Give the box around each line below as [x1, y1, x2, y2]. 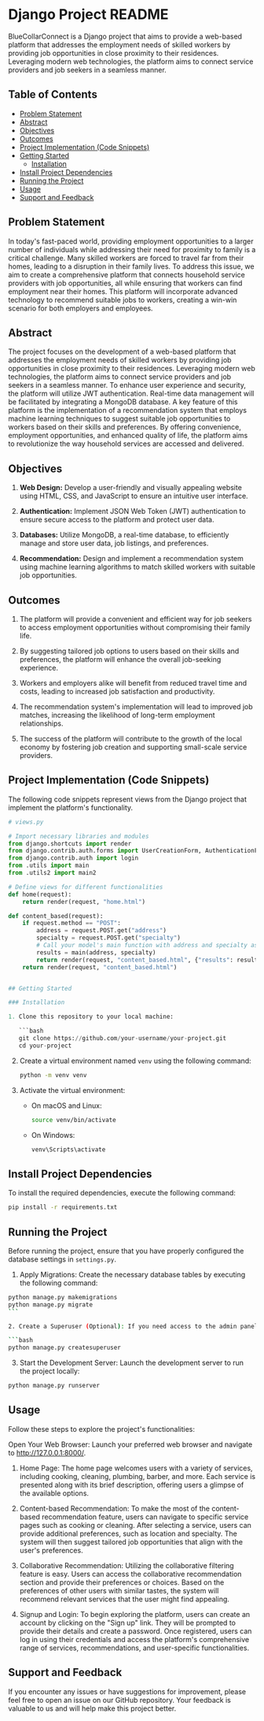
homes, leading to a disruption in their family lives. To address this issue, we [8, 262, 255, 271]
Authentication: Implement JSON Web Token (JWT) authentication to [19, 507, 246, 516]
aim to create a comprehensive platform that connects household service [8, 269, 245, 279]
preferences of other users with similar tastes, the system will [19, 1585, 219, 1595]
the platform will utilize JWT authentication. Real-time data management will [8, 388, 255, 399]
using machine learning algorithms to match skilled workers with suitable [19, 562, 255, 572]
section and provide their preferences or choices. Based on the [19, 1578, 225, 1587]
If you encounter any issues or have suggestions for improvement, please [8, 1686, 246, 1696]
